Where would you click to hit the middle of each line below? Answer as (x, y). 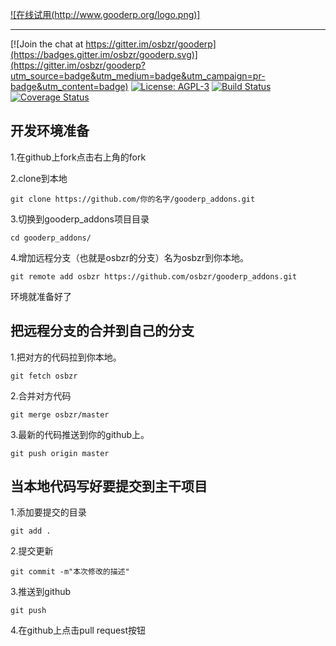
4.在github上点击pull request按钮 (78, 630)
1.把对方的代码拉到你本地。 (66, 357)
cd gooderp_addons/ (51, 238)
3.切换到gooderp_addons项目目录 (80, 219)
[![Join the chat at (47, 44)
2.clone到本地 (39, 178)
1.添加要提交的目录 (48, 512)
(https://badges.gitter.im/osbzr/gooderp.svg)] (104, 54)
